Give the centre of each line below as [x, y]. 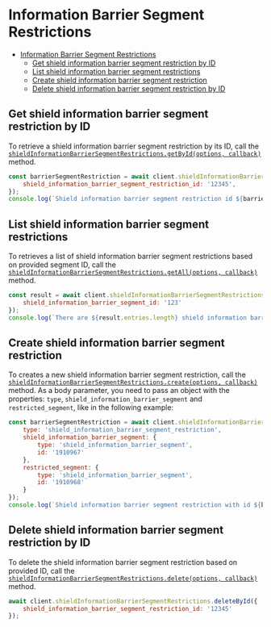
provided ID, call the [42, 571]
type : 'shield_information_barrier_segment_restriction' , [122, 430]
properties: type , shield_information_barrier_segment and [106, 399]
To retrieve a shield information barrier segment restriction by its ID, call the [134, 146]
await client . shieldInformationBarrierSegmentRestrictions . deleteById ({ [133, 601]
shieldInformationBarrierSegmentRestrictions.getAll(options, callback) [133, 273]
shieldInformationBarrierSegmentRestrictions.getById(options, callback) [135, 154]
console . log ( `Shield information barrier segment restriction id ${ [126, 199]
